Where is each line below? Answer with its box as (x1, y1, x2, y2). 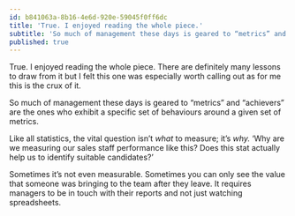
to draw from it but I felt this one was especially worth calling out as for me (9, 71, 281, 82)
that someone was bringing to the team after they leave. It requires (9, 178, 252, 190)
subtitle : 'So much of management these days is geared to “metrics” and (9, 29, 287, 38)
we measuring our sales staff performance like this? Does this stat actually (9, 143, 281, 153)
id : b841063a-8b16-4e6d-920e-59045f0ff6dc (9, 12, 168, 22)
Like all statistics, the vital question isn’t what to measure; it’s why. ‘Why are (9, 133, 285, 144)
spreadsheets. (9, 197, 62, 208)
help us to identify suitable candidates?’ (9, 152, 155, 163)
